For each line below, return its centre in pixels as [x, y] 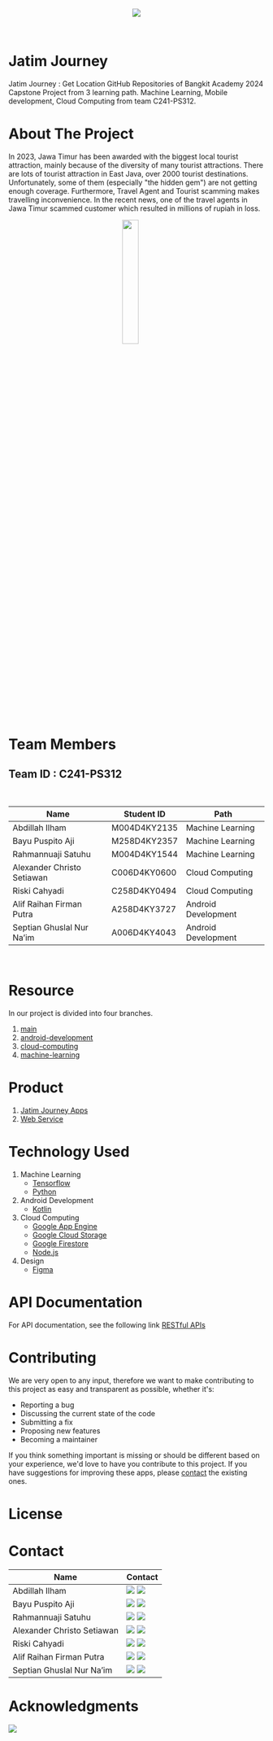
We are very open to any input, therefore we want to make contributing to [131, 1380]
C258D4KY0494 [144, 890]
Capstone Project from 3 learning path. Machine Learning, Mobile [118, 92]
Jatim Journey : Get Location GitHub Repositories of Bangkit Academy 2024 [136, 83]
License [36, 1514]
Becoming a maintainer [59, 1439]
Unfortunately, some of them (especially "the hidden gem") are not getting [133, 182]
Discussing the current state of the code [88, 1413]
